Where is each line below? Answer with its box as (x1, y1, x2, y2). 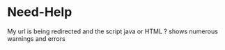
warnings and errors (7, 34, 66, 42)
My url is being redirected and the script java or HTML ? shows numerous (7, 27, 218, 35)
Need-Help (7, 4, 72, 20)
